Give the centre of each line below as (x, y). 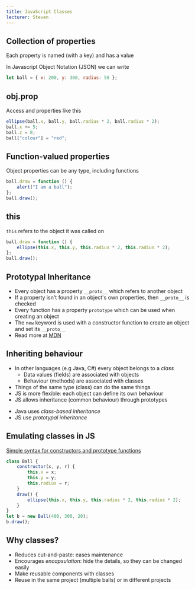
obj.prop (22, 96)
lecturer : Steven (27, 17)
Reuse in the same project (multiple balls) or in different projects (93, 580)
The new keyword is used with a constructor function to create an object (102, 322)
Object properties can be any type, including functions (72, 171)
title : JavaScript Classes (39, 12)
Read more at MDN (38, 335)
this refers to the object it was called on (55, 231)
